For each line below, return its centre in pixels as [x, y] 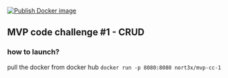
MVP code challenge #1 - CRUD [76, 32]
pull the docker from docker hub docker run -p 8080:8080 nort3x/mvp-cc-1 [114, 67]
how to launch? [34, 52]
